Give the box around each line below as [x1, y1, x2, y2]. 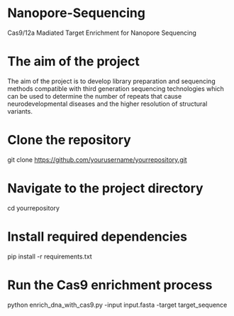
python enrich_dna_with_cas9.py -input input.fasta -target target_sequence [7, 300, 228, 309]
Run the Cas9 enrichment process [7, 277, 213, 293]
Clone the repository [7, 132, 131, 148]
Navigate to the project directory [7, 180, 204, 196]
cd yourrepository [7, 204, 60, 212]
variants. [7, 107, 33, 115]
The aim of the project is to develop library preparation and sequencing [7, 77, 216, 85]
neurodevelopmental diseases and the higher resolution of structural [7, 99, 208, 108]
